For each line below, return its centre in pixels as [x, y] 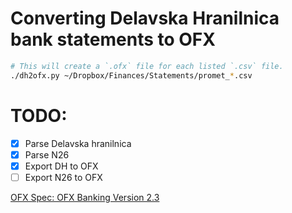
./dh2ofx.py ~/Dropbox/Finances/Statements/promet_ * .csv [131, 75]
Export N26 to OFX [63, 177]
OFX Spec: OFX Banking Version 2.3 [85, 197]
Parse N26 [47, 154]
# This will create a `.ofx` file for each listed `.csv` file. [147, 66]
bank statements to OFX [113, 39]
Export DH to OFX [61, 166]
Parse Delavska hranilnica [78, 143]
